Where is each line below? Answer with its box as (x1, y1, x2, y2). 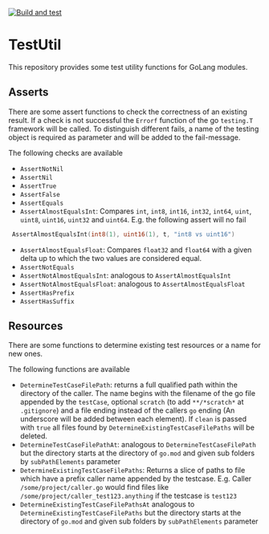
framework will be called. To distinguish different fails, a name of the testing (8, 124, 259, 133)
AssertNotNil (19, 165, 64, 173)
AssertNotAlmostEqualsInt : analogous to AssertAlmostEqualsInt (19, 270, 231, 280)
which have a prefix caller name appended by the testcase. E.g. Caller (19, 474, 252, 483)
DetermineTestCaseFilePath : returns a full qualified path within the (19, 380, 238, 389)
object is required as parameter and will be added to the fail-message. (8, 132, 241, 142)
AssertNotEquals (19, 263, 75, 271)
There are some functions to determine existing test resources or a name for (8, 340, 261, 350)
